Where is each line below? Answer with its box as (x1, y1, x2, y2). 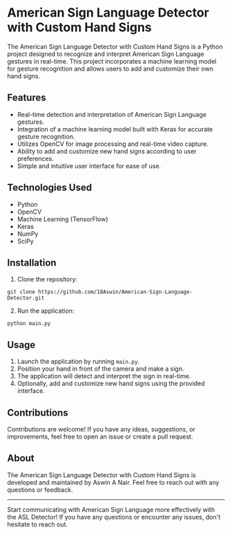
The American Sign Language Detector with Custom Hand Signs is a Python (7, 42, 223, 50)
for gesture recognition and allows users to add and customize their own (7, 64, 214, 73)
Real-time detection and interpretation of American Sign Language (17, 110, 207, 118)
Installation (7, 257, 57, 268)
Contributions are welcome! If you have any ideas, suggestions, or (7, 425, 195, 433)
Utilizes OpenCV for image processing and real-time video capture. (17, 140, 209, 148)
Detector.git (7, 295, 45, 302)
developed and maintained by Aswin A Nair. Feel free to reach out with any (7, 478, 220, 486)
